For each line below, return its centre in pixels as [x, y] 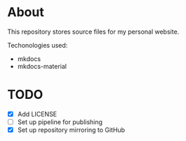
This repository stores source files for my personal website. [93, 32]
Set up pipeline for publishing [60, 122]
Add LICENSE [37, 114]
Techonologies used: [38, 45]
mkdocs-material [42, 66]
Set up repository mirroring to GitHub [71, 130]
